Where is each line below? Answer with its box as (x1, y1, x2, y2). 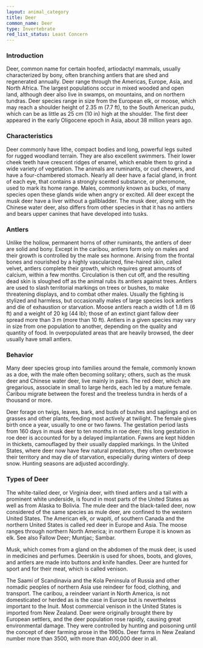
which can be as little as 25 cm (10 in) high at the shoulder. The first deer (6, 110, 188, 118)
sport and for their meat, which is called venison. (6, 565, 128, 572)
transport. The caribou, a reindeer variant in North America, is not (6, 589, 170, 597)
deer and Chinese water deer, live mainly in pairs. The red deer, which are (6, 377, 191, 385)
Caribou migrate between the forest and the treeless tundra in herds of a (6, 390, 188, 398)
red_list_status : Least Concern (6, 32, 88, 38)
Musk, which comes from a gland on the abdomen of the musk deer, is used (6, 546, 196, 553)
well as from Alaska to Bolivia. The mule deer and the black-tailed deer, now (6, 501, 196, 509)
